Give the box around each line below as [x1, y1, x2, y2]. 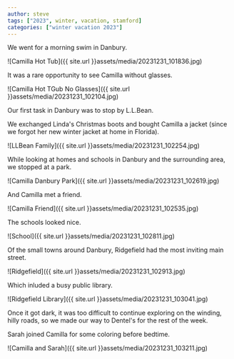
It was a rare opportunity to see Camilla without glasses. [7, 71, 173, 79]
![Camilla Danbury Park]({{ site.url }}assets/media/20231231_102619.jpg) [7, 176, 220, 186]
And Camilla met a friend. [7, 191, 82, 199]
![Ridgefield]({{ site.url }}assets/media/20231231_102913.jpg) [7, 267, 185, 275]
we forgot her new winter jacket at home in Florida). [7, 128, 159, 136]
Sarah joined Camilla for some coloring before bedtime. [7, 330, 170, 339]
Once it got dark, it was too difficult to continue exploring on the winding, [7, 308, 223, 318]
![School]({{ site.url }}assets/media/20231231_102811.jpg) [7, 232, 175, 241]
